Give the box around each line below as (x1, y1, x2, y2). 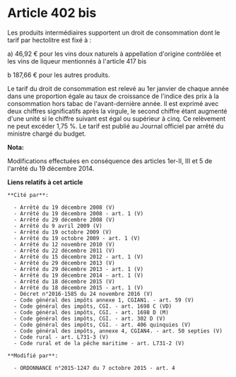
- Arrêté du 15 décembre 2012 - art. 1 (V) (13, 253, 143, 261)
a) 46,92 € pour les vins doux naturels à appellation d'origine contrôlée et (7, 49, 221, 58)
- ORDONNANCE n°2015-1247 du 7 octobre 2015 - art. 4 (13, 364, 175, 371)
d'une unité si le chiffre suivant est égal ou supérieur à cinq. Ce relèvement (7, 114, 226, 123)
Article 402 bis (7, 5, 97, 21)
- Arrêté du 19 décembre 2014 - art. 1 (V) (13, 272, 143, 279)
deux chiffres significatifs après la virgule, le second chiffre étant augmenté (7, 107, 228, 115)
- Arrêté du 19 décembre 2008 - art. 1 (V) (13, 210, 143, 217)
